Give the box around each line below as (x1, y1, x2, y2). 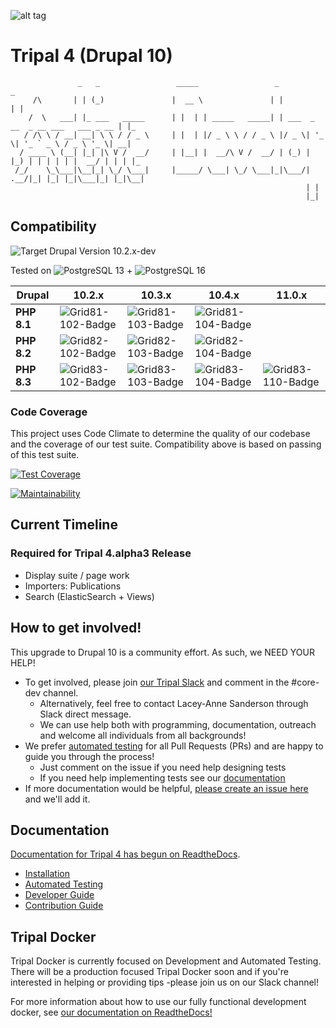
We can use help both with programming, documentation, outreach (39, 718, 317, 730)
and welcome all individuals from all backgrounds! (39, 729, 247, 741)
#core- (291, 676, 320, 688)
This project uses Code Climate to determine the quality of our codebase (10, 428, 311, 440)
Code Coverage (10, 405, 88, 419)
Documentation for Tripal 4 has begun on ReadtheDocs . (10, 848, 241, 860)
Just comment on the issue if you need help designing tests (39, 761, 287, 773)
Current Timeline (10, 516, 118, 534)
